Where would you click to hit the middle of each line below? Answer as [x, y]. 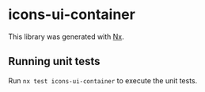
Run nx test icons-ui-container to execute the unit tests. [103, 80]
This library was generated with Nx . [66, 36]
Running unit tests [54, 61]
